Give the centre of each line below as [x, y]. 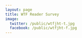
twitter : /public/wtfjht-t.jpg [42, 23]
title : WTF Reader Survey [32, 14]
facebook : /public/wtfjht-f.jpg [43, 28]
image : [12, 19]
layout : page [19, 10]
